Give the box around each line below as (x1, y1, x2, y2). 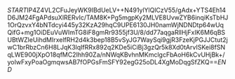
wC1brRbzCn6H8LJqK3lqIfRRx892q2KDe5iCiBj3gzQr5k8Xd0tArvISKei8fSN (7, 43, 226, 51)
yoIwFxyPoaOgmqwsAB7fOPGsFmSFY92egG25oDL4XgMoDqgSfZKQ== (7, 58, 218, 66)
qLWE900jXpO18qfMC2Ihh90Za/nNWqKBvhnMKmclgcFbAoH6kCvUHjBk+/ (7, 50, 226, 59)
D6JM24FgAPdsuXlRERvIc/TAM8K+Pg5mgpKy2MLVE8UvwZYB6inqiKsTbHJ (7, 13, 229, 22)
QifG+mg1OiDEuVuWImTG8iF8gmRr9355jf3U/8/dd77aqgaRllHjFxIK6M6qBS (7, 28, 226, 36)
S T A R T (7, 6, 27, 14)
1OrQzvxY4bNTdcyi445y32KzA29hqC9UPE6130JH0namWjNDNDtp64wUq (7, 21, 224, 29)
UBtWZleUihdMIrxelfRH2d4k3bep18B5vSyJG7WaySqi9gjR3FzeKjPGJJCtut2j (7, 36, 228, 44)
